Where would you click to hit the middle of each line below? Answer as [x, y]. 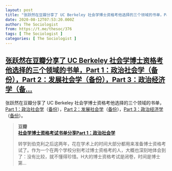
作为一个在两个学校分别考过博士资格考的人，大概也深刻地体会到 [99, 150]
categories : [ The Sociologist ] [41, 39]
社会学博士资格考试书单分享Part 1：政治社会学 [67, 133]
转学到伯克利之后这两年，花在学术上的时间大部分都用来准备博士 [85, 143]
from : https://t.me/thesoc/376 [39, 29]
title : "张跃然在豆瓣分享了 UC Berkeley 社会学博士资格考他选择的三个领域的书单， [85, 15]
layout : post [19, 10]
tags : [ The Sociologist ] [34, 34]
